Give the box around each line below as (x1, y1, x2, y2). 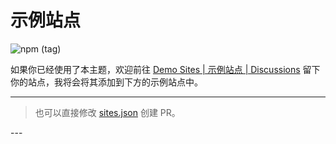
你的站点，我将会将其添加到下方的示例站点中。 (10, 76, 203, 88)
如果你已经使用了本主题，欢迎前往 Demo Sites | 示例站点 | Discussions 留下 (10, 63, 321, 75)
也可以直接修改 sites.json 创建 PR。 (34, 106, 181, 118)
